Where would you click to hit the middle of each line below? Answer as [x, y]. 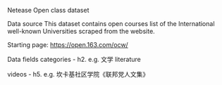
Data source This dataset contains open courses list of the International [111, 24]
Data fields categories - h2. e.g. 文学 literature [74, 59]
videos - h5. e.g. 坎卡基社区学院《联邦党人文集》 [78, 74]
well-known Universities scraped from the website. [81, 31]
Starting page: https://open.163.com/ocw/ [68, 45]
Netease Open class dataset [48, 10]
